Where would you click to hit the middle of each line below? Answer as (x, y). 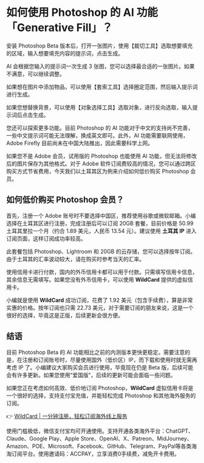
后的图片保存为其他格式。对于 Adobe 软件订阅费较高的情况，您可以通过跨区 (101, 163)
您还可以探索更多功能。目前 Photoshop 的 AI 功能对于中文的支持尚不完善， (100, 128)
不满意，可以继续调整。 (36, 74)
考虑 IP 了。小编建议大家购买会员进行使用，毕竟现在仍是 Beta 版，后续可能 (100, 367)
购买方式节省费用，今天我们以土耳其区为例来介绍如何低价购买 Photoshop (98, 171)
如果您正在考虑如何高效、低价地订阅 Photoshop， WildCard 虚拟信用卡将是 (100, 388)
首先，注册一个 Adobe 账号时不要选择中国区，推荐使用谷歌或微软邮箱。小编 (101, 215)
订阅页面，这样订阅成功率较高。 (46, 238)
